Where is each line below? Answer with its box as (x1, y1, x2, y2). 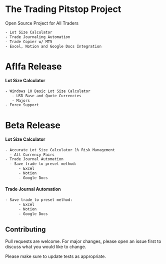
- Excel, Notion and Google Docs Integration (5, 44, 101, 49)
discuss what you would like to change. (5, 244, 86, 250)
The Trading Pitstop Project (5, 4, 121, 15)
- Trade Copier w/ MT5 (5, 39, 52, 44)
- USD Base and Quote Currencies (11, 93, 81, 98)
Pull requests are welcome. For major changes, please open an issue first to (5, 238, 161, 244)
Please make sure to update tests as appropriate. (5, 253, 106, 259)
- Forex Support (5, 103, 39, 108)
